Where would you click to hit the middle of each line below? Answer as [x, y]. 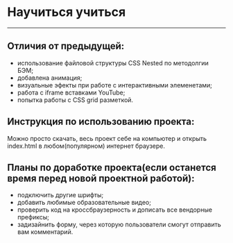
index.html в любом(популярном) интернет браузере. [86, 146]
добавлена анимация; [50, 78]
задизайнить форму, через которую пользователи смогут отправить [119, 225]
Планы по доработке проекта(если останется [112, 167]
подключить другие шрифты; [60, 195]
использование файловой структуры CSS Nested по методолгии [113, 62]
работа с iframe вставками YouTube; [71, 92]
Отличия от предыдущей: [66, 46]
